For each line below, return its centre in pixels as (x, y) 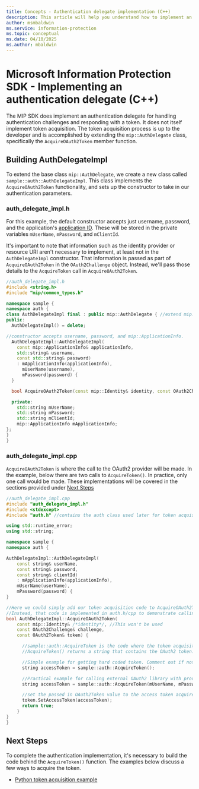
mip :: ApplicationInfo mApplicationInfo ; (67, 424)
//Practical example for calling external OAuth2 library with (102, 678)
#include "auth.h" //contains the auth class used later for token (91, 515)
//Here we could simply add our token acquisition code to (81, 607)
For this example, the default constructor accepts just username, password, (99, 221)
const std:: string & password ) (54, 358)
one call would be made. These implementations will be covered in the (92, 481)
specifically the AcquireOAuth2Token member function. (72, 141)
